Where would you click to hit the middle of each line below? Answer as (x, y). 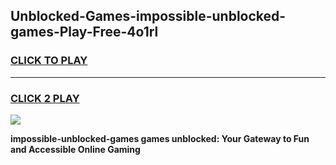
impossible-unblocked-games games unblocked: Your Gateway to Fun (160, 138)
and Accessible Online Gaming (75, 149)
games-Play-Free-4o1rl (84, 32)
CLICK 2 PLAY (45, 98)
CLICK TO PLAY (49, 61)
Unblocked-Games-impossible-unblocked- (148, 16)
